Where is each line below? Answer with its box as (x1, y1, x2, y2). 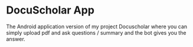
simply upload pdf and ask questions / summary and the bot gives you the (6, 29, 187, 36)
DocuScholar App (6, 4, 94, 17)
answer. (6, 35, 25, 42)
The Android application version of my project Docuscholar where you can (6, 23, 188, 30)
